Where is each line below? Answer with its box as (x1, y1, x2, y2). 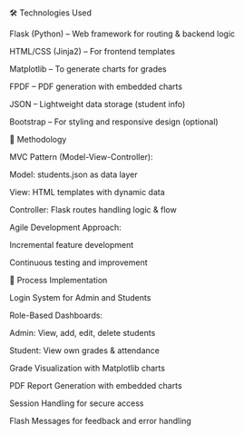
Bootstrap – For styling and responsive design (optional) (9, 116, 220, 127)
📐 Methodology (9, 134, 67, 144)
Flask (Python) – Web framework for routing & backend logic (9, 28, 236, 39)
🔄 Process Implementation (9, 275, 108, 285)
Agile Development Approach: (9, 222, 122, 232)
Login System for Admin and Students (9, 292, 151, 302)
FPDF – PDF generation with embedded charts (9, 81, 183, 92)
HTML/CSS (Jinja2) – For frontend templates (9, 46, 175, 56)
